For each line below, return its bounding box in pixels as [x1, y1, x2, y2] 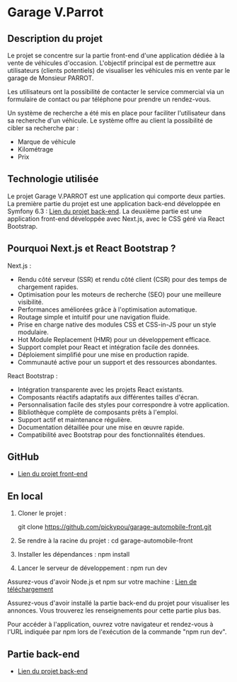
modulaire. [17, 327, 50, 336]
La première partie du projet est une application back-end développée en [7, 199, 221, 208]
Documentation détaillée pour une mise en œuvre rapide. [17, 423, 185, 431]
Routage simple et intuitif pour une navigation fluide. [17, 312, 170, 321]
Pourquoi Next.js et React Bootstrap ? [7, 242, 176, 255]
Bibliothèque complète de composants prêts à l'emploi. [17, 408, 178, 416]
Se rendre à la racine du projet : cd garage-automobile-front [17, 536, 193, 545]
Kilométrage [17, 145, 54, 153]
